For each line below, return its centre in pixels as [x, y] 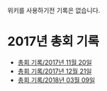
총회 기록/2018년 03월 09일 [56, 80]
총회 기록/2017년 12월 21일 [55, 71]
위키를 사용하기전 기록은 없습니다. [54, 10]
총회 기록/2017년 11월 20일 [55, 62]
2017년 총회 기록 [53, 42]
